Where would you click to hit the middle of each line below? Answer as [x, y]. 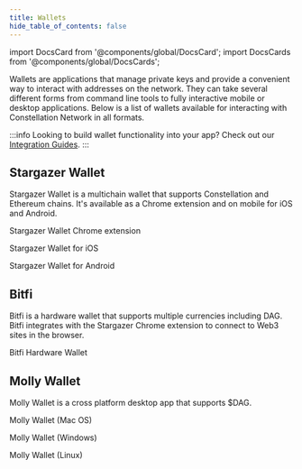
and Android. [33, 214]
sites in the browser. [47, 336]
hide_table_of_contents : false [68, 26]
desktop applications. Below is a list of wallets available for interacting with [148, 107]
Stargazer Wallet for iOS [54, 248]
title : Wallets [38, 18]
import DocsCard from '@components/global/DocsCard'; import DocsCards [150, 51]
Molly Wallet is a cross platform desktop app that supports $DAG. [131, 402]
